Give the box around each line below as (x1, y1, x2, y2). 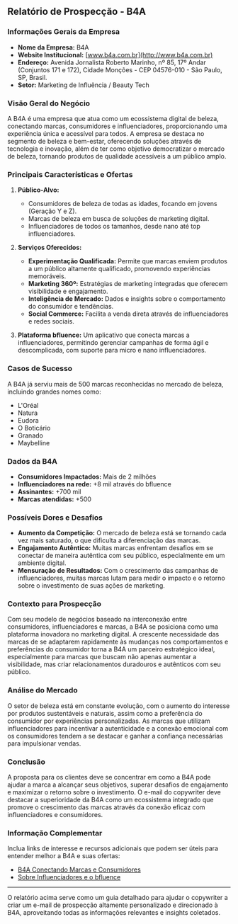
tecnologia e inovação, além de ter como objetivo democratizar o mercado (7, 144, 225, 153)
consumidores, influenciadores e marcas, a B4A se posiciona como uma (7, 622, 218, 631)
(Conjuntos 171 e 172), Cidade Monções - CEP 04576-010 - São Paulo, (17, 65, 223, 74)
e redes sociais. (28, 317, 74, 326)
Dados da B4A (7, 456, 58, 466)
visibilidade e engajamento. (28, 287, 108, 296)
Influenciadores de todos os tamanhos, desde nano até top (28, 222, 200, 231)
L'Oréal (17, 401, 39, 409)
